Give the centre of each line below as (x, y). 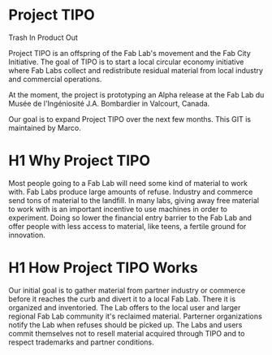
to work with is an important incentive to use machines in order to (118, 209)
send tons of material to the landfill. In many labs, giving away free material (134, 200)
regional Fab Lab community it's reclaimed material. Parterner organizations (135, 316)
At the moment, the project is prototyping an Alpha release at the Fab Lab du (136, 94)
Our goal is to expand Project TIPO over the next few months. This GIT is (130, 119)
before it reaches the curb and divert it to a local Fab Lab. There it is (122, 299)
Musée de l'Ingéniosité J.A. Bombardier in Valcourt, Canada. (109, 103)
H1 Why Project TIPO (80, 161)
